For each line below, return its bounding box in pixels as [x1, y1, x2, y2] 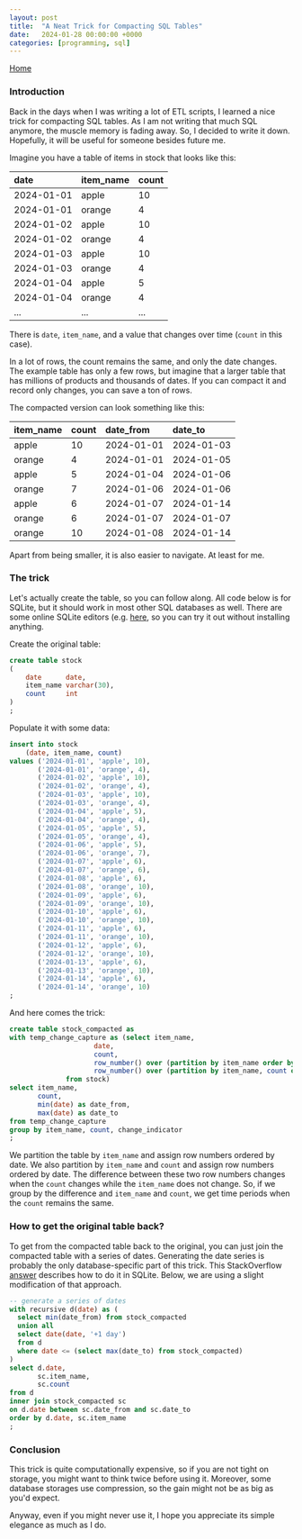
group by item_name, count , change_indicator [9, 1125, 182, 1135]
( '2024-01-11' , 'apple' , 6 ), [37, 924, 147, 933]
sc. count [37, 1380, 70, 1390]
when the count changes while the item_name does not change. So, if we [9, 1179, 276, 1190]
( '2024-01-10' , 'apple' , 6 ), [37, 907, 147, 917]
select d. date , [9, 1363, 67, 1372]
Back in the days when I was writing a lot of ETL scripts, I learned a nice [9, 105, 276, 117]
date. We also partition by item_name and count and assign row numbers [9, 1159, 274, 1171]
